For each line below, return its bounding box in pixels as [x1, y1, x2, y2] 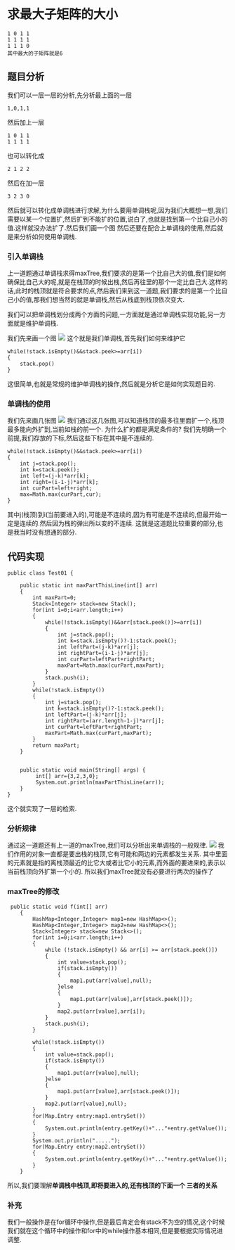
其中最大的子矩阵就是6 [7, 50, 63, 57]
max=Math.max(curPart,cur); [20, 491, 102, 498]
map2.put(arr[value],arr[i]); [57, 1007, 146, 1015]
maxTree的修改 [7, 887, 60, 897]
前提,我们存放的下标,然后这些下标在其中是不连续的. [7, 434, 154, 442]
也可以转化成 [7, 151, 44, 160]
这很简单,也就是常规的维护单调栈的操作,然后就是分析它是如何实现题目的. [7, 380, 216, 388]
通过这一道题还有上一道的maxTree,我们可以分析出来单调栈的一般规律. [7, 841, 208, 850]
